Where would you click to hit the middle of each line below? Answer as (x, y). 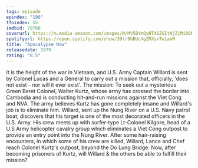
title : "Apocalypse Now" (37, 45)
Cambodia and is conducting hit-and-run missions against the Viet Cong (94, 97)
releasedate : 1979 (29, 50)
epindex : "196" (25, 17)
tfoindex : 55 (22, 22)
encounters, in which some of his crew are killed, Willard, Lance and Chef (95, 141)
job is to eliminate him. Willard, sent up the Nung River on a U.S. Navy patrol (98, 110)
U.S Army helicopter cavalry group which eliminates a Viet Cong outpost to (97, 129)
